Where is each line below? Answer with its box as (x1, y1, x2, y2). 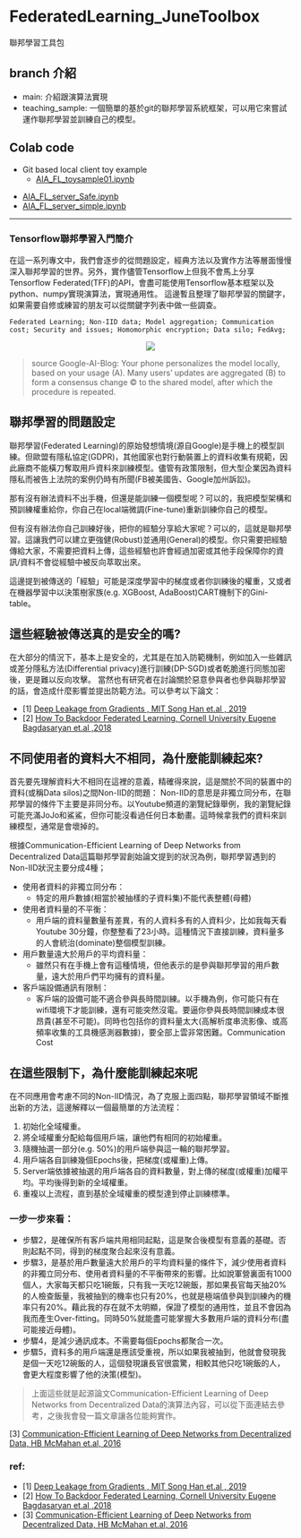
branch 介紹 (9, 65, 77, 82)
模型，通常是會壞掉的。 (16, 821, 104, 832)
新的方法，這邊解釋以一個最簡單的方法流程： (16, 1102, 182, 1113)
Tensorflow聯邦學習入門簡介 (9, 233, 134, 245)
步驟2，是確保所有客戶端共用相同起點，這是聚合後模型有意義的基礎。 (21, 1234, 279, 1246)
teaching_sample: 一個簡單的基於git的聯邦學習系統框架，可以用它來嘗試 (21, 102, 288, 113)
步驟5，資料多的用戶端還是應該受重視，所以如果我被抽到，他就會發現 (21, 1346, 279, 1358)
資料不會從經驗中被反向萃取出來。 (20, 556, 146, 567)
